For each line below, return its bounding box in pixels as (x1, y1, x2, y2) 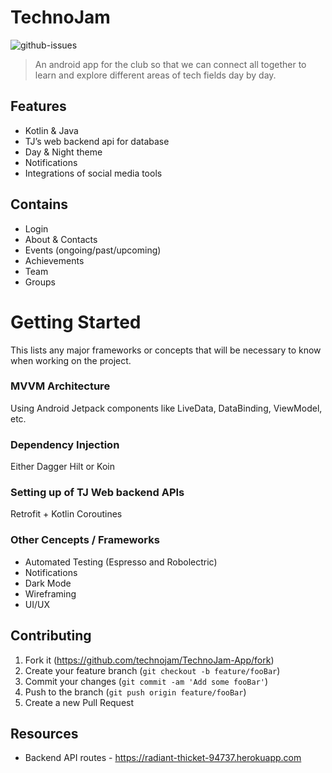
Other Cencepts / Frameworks (10, 533, 160, 547)
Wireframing (24, 587, 77, 600)
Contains (10, 196, 68, 213)
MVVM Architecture (10, 379, 111, 393)
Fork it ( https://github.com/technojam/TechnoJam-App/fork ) (24, 654, 275, 666)
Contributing (10, 627, 92, 645)
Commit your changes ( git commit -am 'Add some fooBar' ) (24, 675, 269, 687)
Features (10, 98, 67, 115)
